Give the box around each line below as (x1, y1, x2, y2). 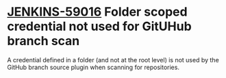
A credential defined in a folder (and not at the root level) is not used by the (7, 55, 219, 64)
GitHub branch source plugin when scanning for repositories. (7, 63, 180, 71)
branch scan (7, 34, 80, 49)
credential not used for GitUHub (7, 18, 192, 34)
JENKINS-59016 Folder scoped (7, 4, 188, 20)
